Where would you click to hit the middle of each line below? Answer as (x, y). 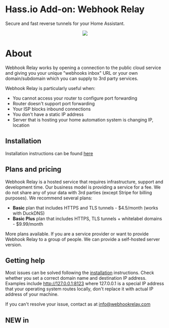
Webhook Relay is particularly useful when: (50, 88)
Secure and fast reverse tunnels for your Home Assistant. (65, 23)
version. (14, 245)
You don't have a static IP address (48, 114)
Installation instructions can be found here (49, 153)
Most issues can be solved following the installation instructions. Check (80, 273)
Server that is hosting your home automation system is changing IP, (83, 120)
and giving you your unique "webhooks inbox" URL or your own (72, 73)
